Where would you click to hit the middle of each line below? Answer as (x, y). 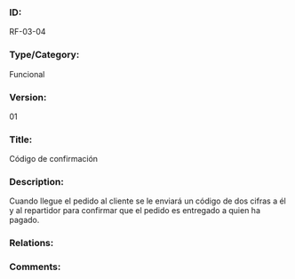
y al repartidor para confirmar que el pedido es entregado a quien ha (135, 211)
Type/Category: (44, 55)
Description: (36, 182)
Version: (28, 97)
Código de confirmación (54, 159)
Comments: (35, 267)
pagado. (24, 220)
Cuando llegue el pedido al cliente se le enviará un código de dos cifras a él (147, 201)
